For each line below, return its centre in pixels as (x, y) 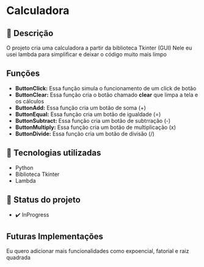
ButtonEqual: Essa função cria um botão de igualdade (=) (88, 114)
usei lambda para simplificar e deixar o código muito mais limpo (86, 54)
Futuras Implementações (55, 236)
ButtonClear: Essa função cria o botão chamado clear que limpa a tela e (107, 95)
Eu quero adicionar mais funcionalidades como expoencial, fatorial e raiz (98, 251)
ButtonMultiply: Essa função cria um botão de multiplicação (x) (95, 127)
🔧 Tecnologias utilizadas (54, 153)
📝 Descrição (30, 33)
